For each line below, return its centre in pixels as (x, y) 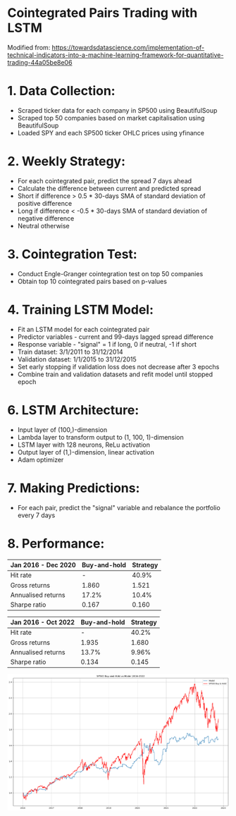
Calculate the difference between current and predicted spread (109, 188)
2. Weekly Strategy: (66, 162)
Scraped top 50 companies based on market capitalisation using (111, 118)
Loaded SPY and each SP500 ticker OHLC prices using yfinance (111, 132)
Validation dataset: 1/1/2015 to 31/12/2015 (77, 359)
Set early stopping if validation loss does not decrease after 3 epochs (118, 366)
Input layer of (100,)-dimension (62, 429)
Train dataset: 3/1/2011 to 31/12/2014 (70, 352)
